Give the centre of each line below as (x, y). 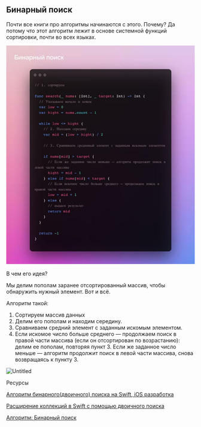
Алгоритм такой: (28, 303)
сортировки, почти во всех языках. (51, 37)
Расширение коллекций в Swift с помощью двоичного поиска (85, 406)
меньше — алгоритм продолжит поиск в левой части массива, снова (104, 353)
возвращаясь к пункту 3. (47, 359)
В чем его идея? (27, 273)
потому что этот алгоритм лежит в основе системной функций (87, 31)
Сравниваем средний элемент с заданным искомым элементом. (98, 327)
